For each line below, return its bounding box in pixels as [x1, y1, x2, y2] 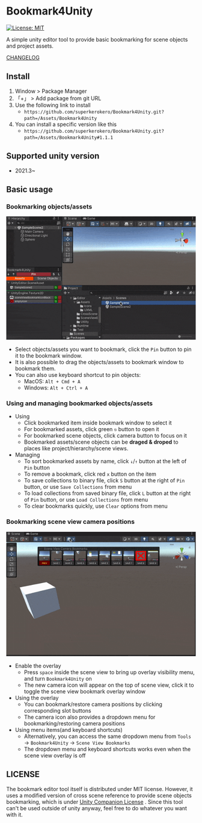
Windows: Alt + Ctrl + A [23, 384, 88, 391]
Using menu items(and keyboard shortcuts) [14, 726, 123, 733]
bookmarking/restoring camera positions [23, 719, 125, 727]
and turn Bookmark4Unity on [23, 675, 92, 682]
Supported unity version [6, 151, 100, 161]
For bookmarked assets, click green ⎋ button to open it [23, 426, 159, 433]
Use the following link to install [14, 101, 91, 109]
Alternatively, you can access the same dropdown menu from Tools [23, 733, 191, 740]
